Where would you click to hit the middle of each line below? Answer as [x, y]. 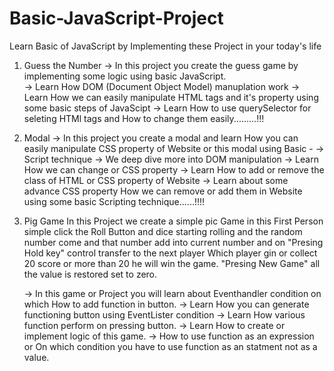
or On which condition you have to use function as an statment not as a [170, 346]
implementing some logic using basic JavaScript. [125, 76]
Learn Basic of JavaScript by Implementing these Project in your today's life [165, 46]
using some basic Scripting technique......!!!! [114, 201]
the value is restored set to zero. [90, 274]
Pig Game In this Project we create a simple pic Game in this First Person [173, 221]
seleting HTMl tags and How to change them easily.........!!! [144, 118]
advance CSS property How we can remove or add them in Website [163, 191]
